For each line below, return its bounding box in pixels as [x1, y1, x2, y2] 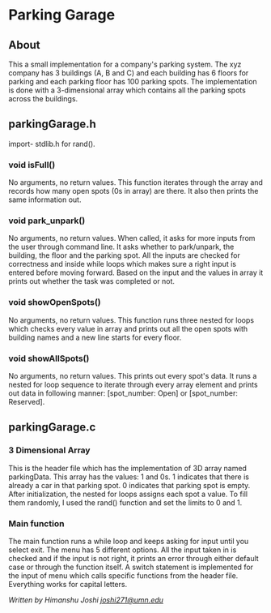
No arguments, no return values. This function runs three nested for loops [8, 315, 255, 325]
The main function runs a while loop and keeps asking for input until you [8, 536, 249, 546]
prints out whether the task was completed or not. [8, 276, 176, 286]
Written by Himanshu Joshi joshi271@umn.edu [8, 594, 164, 605]
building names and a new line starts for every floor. [8, 332, 182, 342]
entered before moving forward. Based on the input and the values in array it [8, 268, 264, 277]
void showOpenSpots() [8, 297, 101, 308]
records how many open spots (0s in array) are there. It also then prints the [8, 186, 259, 196]
